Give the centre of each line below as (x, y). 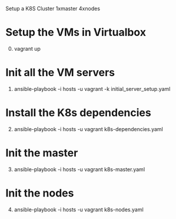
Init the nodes (40, 193)
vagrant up (27, 48)
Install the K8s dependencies (78, 113)
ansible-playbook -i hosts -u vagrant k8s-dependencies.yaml (88, 129)
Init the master (42, 153)
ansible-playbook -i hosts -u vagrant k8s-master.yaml (79, 169)
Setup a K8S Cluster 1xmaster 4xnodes (53, 9)
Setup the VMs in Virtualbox (76, 32)
